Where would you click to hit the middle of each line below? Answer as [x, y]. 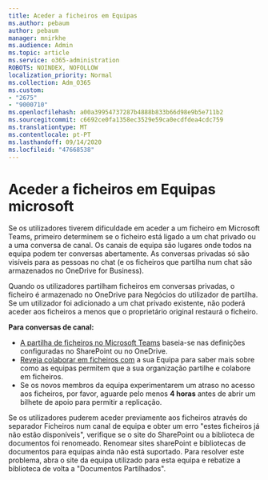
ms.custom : [26, 90]
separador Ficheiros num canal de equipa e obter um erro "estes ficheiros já [134, 426]
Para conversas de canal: [51, 327]
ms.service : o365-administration [64, 61]
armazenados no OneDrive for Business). [76, 271]
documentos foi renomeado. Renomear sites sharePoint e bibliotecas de [127, 443]
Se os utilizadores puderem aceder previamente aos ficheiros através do [128, 418]
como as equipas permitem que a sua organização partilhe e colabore [135, 368]
